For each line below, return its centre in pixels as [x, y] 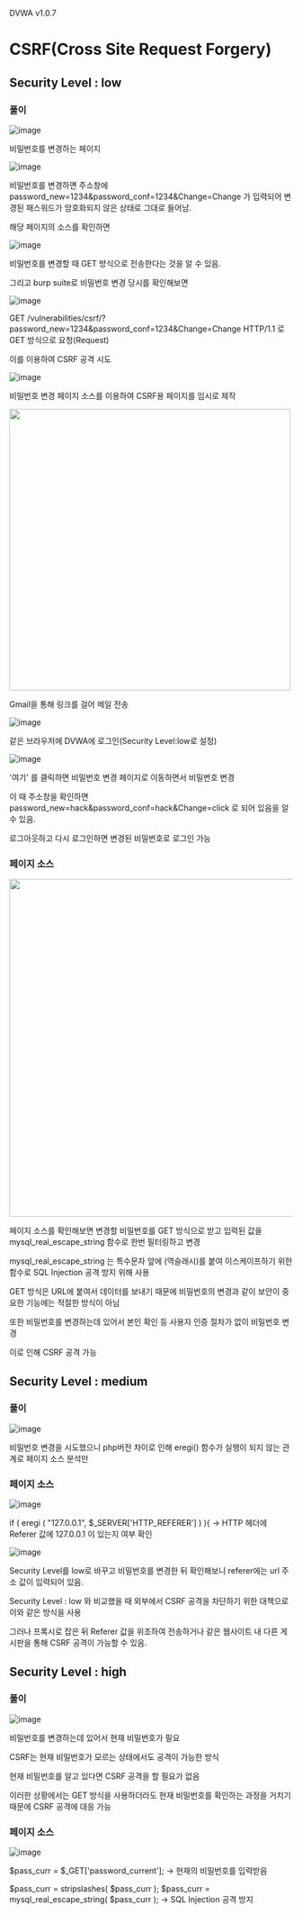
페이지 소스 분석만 [57, 1458]
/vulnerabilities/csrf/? [66, 318]
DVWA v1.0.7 [33, 13]
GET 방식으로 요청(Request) [59, 340]
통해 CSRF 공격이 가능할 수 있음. [90, 1643]
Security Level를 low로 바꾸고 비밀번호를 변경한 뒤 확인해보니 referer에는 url [145, 1571]
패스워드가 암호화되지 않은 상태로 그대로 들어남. [108, 207]
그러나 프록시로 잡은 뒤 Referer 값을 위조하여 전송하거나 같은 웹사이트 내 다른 [144, 1632]
